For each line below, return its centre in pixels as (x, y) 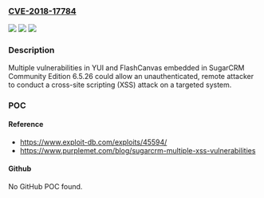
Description (32, 50)
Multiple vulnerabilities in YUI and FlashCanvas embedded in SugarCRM (126, 67)
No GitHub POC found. (45, 186)
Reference (26, 125)
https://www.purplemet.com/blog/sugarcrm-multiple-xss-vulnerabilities (138, 150)
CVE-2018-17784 (43, 11)
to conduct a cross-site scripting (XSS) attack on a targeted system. (120, 85)
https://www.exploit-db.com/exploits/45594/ (93, 142)
